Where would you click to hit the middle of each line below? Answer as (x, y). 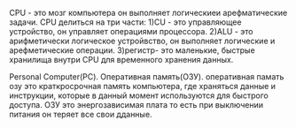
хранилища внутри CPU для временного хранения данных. (121, 60)
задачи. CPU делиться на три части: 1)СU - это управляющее (125, 22)
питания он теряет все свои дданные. (81, 114)
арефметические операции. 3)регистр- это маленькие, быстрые (132, 50)
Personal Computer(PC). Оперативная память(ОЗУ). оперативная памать (147, 77)
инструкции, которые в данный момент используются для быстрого (139, 95)
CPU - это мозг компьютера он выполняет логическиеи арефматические (148, 13)
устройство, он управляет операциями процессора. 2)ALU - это (132, 31)
